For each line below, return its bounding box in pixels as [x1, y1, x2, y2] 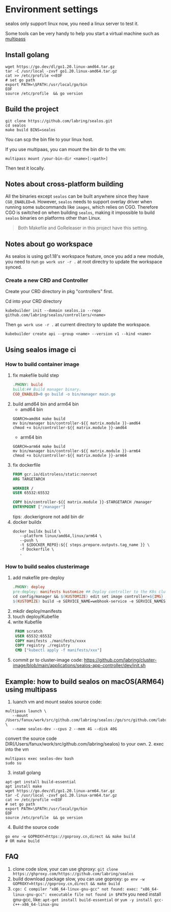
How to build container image [5, 361, 80, 368]
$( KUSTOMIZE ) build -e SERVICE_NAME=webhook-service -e [12, 598, 134, 604]
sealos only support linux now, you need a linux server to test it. [5, 20, 139, 27]
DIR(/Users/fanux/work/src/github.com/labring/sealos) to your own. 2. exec [5, 741, 164, 747]
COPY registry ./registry [15, 643, 70, 648]
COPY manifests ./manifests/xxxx [15, 638, 86, 643]
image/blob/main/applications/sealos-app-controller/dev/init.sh [12, 662, 146, 668]
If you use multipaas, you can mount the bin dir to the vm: [5, 146, 126, 152]
